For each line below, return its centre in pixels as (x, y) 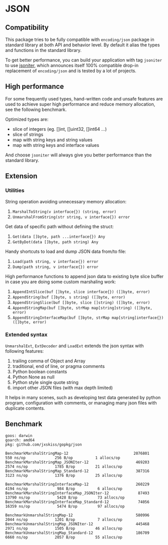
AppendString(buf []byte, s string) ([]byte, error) (69, 297)
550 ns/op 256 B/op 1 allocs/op (63, 458)
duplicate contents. (25, 408)
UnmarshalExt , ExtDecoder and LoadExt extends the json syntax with (75, 346)
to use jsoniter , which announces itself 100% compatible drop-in (72, 65)
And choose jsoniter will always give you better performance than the (78, 155)
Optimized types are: (27, 119)
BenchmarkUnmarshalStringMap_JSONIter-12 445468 (77, 524)
